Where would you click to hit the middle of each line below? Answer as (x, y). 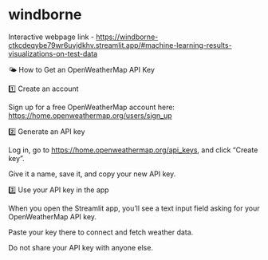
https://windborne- (127, 37)
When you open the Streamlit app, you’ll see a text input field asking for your (134, 208)
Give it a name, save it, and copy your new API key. (92, 174)
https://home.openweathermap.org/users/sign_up (91, 115)
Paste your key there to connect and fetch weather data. (101, 232)
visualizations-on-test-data (53, 53)
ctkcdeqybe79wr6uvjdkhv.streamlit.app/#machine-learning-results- (120, 45)
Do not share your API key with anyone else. (81, 247)
